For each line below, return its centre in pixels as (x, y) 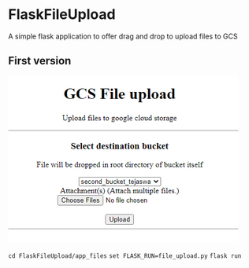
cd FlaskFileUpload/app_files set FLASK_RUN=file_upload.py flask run (125, 256)
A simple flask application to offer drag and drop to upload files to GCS (123, 36)
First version (40, 61)
